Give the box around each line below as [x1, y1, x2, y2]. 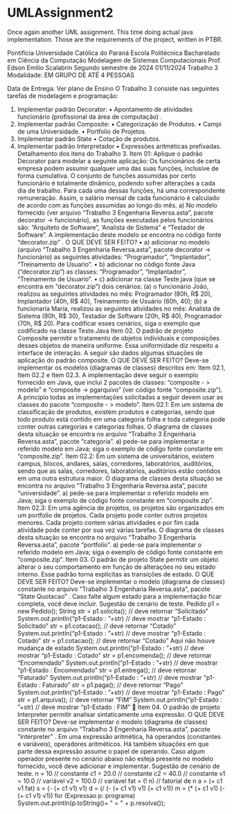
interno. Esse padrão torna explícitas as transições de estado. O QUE [17, 570, 215, 578]
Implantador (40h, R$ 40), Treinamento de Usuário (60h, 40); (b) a [17, 297, 208, 305]
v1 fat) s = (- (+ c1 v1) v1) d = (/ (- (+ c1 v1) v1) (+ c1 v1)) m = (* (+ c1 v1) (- [17, 783, 225, 792]
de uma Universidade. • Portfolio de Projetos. [17, 127, 147, 135]
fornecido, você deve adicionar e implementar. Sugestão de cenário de [17, 762, 220, 770]
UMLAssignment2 [7, 5, 114, 21]
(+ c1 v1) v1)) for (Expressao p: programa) [17, 791, 136, 799]
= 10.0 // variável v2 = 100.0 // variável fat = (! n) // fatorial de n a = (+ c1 [17, 776, 223, 785]
